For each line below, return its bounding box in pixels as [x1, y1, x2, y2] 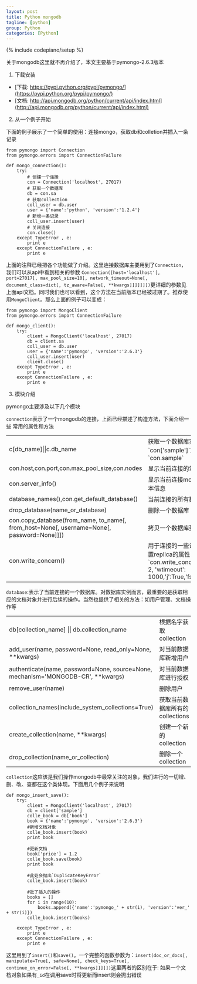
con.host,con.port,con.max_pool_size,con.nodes [9, 464, 142, 472]
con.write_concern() [9, 557, 66, 565]
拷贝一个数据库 [148, 524, 189, 532]
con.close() [27, 230, 57, 236]
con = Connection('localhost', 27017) [27, 180, 122, 185]
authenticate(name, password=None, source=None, [9, 665, 152, 674]
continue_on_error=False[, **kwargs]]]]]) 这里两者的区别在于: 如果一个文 [6, 964, 186, 971]
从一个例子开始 [14, 116, 51, 123]
